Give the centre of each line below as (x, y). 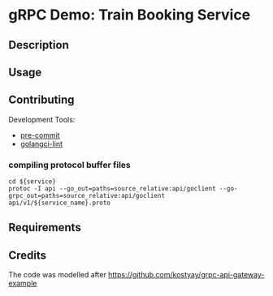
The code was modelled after (58, 275)
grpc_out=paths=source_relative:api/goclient (87, 196)
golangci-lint (41, 144)
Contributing (41, 100)
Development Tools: (42, 119)
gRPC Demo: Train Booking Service (130, 15)
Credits (28, 255)
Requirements (45, 227)
